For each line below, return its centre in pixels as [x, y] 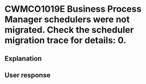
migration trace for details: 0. [65, 41]
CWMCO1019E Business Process [73, 9]
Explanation [23, 58]
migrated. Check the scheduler [69, 30]
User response [28, 75]
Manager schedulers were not [67, 19]
